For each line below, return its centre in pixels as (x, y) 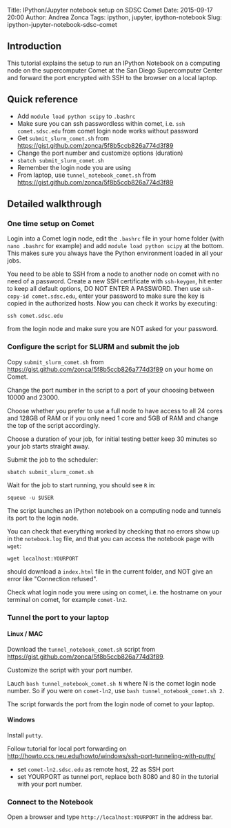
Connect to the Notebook (50, 802)
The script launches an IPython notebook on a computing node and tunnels (114, 510)
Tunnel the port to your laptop (58, 617)
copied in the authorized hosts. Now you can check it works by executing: (112, 303)
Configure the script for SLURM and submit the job (93, 347)
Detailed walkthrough (54, 204)
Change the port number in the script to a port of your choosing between (111, 390)
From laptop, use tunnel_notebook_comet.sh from (87, 175)
